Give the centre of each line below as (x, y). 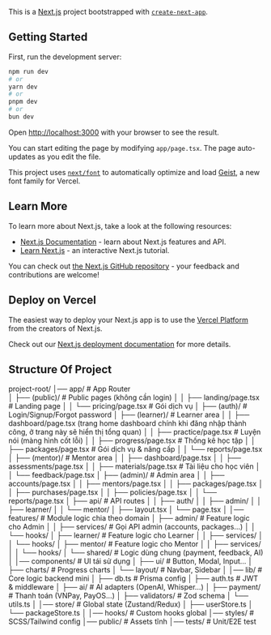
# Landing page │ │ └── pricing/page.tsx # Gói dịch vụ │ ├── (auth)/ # (128, 406)
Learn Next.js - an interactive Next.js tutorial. (95, 250)
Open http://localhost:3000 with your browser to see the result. (114, 132)
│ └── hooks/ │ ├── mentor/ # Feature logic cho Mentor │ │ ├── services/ (135, 544)
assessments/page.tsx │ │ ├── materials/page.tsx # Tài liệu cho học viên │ (134, 466)
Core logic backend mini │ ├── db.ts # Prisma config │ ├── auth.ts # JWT (133, 578)
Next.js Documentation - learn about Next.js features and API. (123, 242)
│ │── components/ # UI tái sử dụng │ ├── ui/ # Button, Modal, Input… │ (131, 561)
